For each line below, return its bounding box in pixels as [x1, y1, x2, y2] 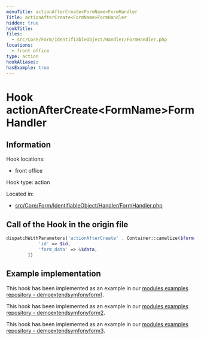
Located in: [6, 190, 34, 198]
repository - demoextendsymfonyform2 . [6, 309, 106, 316]
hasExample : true [6, 64, 50, 71]
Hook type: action [6, 179, 50, 186]
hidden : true [6, 20, 39, 26]
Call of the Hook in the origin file [6, 219, 129, 230]
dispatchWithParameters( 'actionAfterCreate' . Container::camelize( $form [6, 235, 194, 242]
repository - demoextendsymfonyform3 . [6, 327, 106, 334]
